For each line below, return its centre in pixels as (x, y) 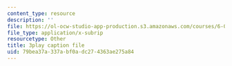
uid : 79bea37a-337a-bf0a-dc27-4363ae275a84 (71, 52)
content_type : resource (41, 13)
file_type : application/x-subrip (55, 33)
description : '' (30, 20)
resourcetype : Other (37, 39)
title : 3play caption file (46, 45)
